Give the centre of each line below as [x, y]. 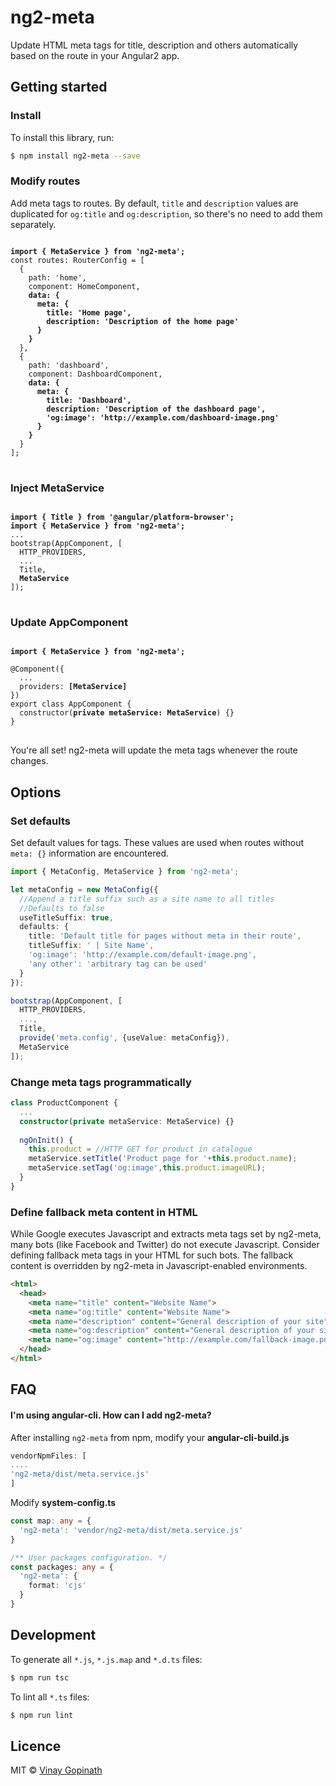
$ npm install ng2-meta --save [75, 156]
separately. [33, 224]
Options [36, 792]
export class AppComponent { [71, 704]
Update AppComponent [69, 623]
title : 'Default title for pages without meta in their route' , [165, 936]
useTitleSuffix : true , [66, 917]
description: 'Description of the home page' [143, 321]
